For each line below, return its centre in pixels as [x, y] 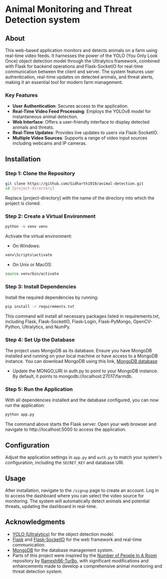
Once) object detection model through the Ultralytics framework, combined [83, 61]
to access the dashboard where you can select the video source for [75, 495]
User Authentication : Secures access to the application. [70, 106]
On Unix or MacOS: [32, 264]
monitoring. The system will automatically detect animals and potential [77, 501]
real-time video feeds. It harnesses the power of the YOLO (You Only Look [82, 56]
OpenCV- [143, 321]
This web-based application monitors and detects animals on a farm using [82, 50]
